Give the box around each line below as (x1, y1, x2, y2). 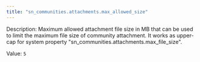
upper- (176, 31, 195, 39)
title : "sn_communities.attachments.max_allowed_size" (6, 8, 148, 15)
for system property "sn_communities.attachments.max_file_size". (17, 38, 182, 45)
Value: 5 (6, 49, 26, 57)
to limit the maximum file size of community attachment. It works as (6, 31, 176, 39)
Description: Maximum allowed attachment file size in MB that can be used (6, 25, 193, 33)
